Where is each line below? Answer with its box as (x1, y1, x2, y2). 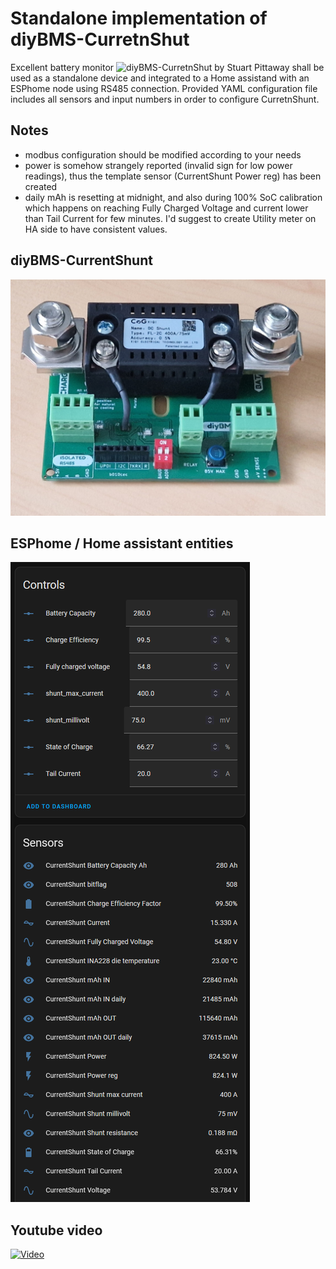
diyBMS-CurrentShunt (10, 252, 153, 269)
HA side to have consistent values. (24, 223, 168, 235)
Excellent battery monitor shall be (10, 61, 325, 73)
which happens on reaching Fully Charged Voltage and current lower (24, 202, 309, 214)
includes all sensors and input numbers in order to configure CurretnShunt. (10, 93, 320, 105)
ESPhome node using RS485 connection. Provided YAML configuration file (10, 82, 318, 94)
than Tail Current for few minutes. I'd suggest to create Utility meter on (24, 212, 317, 224)
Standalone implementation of (10, 7, 268, 30)
